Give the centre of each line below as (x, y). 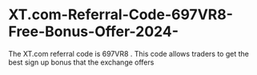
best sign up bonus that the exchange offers (81, 62)
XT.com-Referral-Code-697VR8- (121, 15)
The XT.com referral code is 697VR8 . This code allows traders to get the (129, 53)
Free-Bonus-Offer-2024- (93, 32)
